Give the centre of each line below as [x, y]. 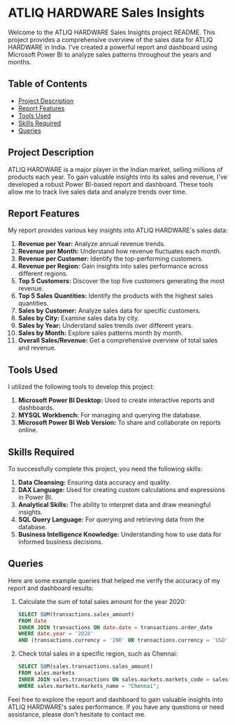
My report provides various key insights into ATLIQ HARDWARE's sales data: [118, 230]
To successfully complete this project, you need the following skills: [105, 469]
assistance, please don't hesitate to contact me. [77, 714]
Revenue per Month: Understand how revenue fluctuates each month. [120, 251]
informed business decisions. [60, 542]
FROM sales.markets [47, 673]
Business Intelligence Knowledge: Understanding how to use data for [120, 534]
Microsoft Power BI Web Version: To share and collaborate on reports [119, 423]
